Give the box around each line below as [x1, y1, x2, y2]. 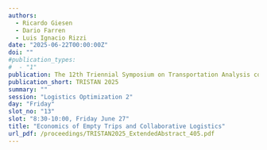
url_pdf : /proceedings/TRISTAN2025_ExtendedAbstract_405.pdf [8, 129, 215, 137]
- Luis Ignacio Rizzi [15, 33, 87, 42]
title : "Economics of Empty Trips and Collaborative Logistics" [8, 122, 226, 130]
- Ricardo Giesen [15, 19, 73, 27]
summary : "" [8, 85, 48, 94]
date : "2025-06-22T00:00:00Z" [8, 41, 109, 49]
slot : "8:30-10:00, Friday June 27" [8, 115, 130, 123]
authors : [8, 11, 37, 20]
